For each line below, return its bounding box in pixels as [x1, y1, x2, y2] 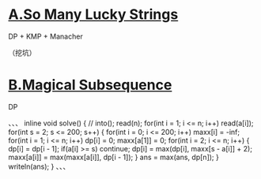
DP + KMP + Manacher [8, 32, 83, 41]
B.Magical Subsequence [8, 76, 172, 94]
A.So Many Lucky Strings [8, 6, 179, 24]
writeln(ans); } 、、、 [8, 162, 70, 171]
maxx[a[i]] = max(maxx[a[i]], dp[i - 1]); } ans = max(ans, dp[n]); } [8, 152, 219, 162]
